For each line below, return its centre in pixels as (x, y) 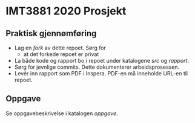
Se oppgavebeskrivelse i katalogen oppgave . (62, 113)
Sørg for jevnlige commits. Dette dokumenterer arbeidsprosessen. (97, 67)
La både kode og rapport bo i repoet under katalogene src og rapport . (101, 61)
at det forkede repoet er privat (61, 54)
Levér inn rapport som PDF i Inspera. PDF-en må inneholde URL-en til (101, 73)
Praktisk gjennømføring (51, 33)
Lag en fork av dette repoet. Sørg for (60, 48)
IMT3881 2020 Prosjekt (66, 11)
